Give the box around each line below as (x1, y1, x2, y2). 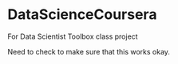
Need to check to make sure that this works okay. (7, 47, 171, 56)
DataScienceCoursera (7, 6, 157, 24)
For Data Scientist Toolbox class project (7, 32, 138, 41)
